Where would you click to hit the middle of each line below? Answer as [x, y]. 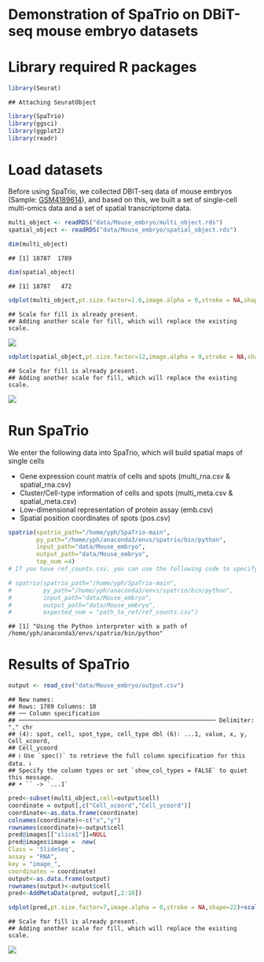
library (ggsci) [33, 124]
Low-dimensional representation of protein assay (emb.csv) [116, 509]
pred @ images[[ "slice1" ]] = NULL [58, 835]
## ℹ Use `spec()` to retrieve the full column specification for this [127, 756]
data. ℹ [20, 764]
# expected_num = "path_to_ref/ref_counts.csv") [103, 612]
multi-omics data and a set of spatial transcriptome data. [100, 208]
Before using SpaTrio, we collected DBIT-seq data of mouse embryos [120, 191]
